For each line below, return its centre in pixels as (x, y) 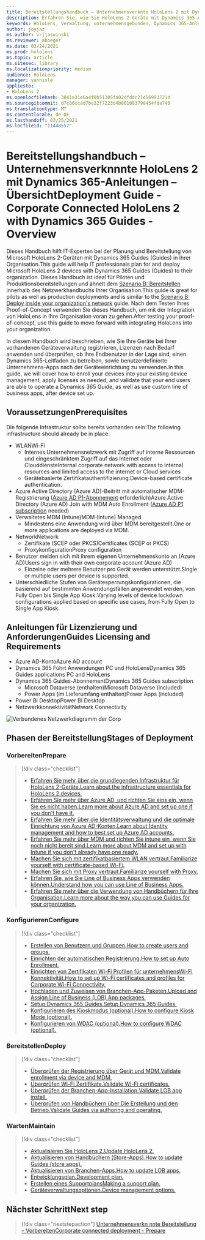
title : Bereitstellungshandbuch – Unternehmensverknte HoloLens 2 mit (98, 12)
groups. (40, 952)
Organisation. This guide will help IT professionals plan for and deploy (93, 265)
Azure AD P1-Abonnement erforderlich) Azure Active (118, 497)
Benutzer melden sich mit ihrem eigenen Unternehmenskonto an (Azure (105, 556)
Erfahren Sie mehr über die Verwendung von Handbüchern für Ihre (114, 891)
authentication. (43, 484)
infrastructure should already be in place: (58, 434)
